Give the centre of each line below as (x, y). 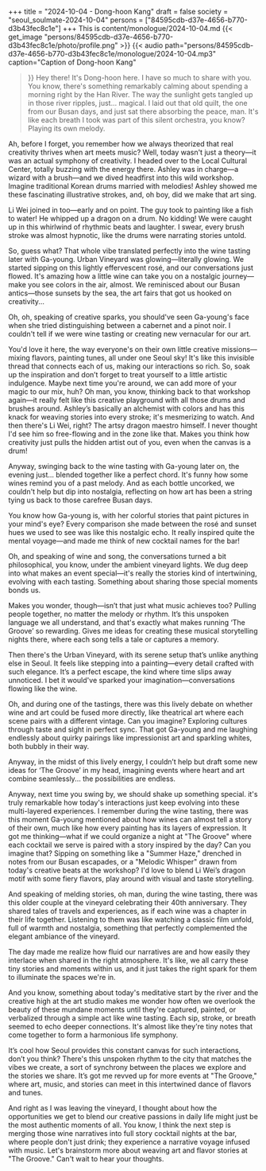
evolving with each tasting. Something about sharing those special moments (133, 582)
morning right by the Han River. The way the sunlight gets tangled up (140, 94)
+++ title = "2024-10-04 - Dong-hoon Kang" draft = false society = (118, 12)
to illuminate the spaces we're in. (62, 977)
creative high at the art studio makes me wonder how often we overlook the (132, 1001)
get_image (25, 37)
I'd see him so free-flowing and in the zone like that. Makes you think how (129, 434)
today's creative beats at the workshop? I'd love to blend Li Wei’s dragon (127, 870)
